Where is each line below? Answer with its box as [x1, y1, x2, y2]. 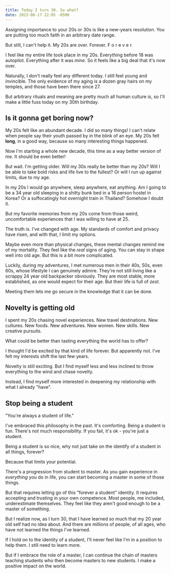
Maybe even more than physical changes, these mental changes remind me [5, 242, 165, 248]
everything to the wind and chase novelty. [5, 369, 93, 375]
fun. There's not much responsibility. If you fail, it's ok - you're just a [5, 428, 149, 434]
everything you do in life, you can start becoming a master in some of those [5, 474, 164, 480]
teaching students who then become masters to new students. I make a [5, 557, 156, 563]
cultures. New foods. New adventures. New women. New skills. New [5, 323, 150, 329]
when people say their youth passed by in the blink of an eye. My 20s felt [5, 133, 160, 139]
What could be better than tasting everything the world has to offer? [5, 338, 149, 344]
